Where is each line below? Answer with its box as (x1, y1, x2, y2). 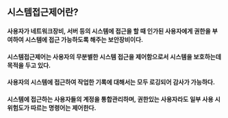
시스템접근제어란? (7, 6, 79, 19)
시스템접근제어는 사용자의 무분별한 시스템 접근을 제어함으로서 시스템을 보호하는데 (7, 52, 221, 60)
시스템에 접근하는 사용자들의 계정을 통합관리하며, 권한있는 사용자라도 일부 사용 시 (7, 95, 220, 103)
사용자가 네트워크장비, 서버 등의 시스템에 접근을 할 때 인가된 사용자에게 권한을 (7, 27, 211, 35)
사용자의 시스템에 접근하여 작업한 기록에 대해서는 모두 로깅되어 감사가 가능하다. (7, 78, 216, 86)
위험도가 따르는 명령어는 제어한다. (7, 104, 97, 112)
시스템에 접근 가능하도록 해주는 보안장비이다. (25, 35, 144, 43)
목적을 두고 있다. (7, 61, 51, 69)
